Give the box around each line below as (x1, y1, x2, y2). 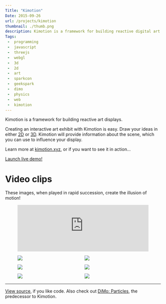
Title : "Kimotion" (5, 8, 43, 13)
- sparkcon (7, 76, 32, 81)
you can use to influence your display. (5, 137, 83, 143)
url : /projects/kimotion (5, 18, 56, 23)
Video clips (5, 173, 52, 185)
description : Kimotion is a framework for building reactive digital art (5, 29, 161, 34)
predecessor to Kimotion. (5, 294, 57, 300)
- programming (7, 40, 39, 45)
